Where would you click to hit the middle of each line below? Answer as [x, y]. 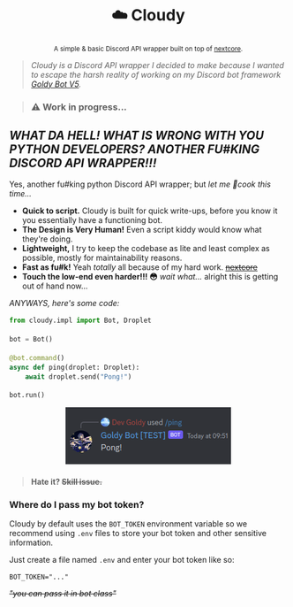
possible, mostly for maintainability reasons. [102, 258]
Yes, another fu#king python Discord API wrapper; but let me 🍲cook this [140, 184]
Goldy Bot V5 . [56, 84]
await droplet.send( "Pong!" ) [79, 376]
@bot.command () [37, 357]
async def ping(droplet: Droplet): [75, 367]
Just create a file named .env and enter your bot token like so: [122, 560]
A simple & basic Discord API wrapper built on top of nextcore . [148, 49]
